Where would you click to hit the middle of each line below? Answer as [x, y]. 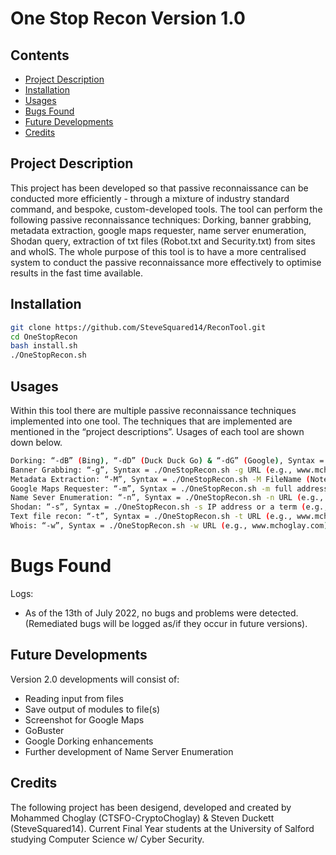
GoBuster [44, 730]
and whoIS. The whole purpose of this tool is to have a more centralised [158, 251]
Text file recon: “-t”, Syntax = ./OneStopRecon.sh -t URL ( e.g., [151, 517]
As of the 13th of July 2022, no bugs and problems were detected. [161, 613]
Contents [40, 55]
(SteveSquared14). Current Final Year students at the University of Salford [162, 828]
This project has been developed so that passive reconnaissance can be [159, 188]
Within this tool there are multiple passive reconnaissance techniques [153, 410]
